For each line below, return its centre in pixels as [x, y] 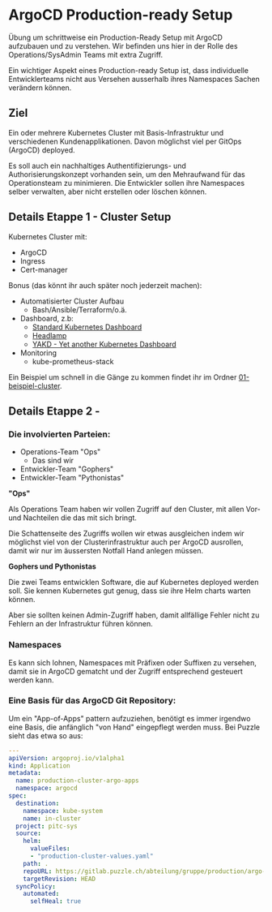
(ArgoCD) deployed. [42, 150]
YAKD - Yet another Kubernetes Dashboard [104, 344]
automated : [41, 894]
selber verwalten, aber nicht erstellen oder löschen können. [108, 191]
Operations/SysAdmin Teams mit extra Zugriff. [86, 54]
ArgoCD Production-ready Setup [121, 15]
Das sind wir [53, 461]
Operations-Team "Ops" [60, 452]
